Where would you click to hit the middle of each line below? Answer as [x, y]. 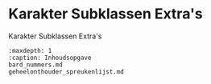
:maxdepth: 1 [30, 50]
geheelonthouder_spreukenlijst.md [66, 72]
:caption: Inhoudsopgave [50, 58]
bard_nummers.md [35, 65]
